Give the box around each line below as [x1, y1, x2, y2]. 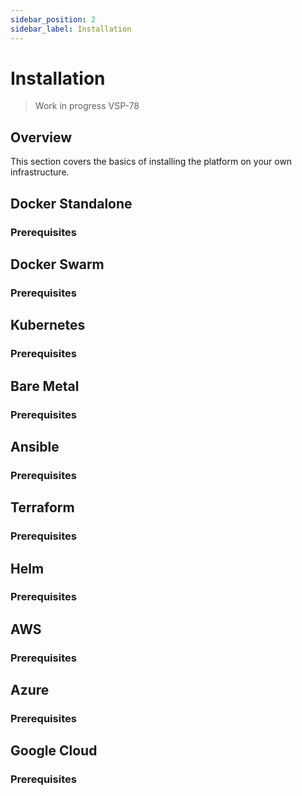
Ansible [10, 438, 60, 455]
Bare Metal [10, 377, 80, 395]
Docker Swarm [10, 256, 105, 273]
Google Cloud [10, 742, 98, 760]
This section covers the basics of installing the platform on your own [10, 156, 293, 168]
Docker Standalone [10, 195, 133, 212]
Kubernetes [10, 317, 86, 334]
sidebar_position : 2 [10, 14, 97, 25]
